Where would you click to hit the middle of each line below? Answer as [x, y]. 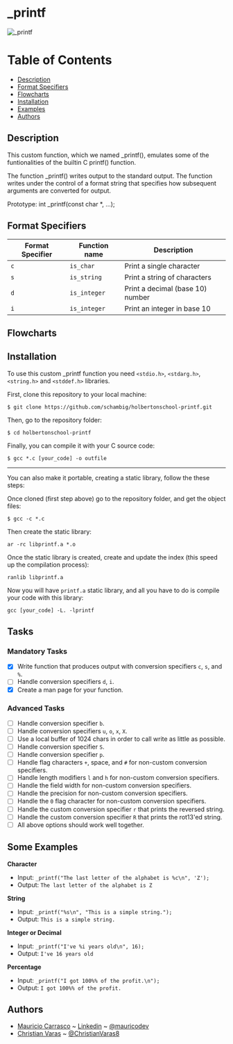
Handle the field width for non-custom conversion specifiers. [104, 785]
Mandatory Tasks [37, 651]
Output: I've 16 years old [55, 953]
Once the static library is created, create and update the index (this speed [113, 557]
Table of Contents [60, 60]
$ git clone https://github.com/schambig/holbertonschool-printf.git [110, 407]
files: [14, 506]
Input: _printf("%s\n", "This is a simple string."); [95, 911]
